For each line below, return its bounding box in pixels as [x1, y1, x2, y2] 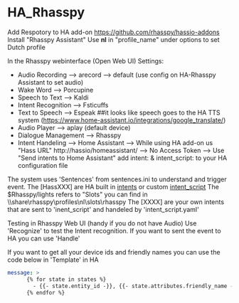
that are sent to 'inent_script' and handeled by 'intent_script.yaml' [7, 205, 199, 213]
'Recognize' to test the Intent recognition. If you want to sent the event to [7, 226, 222, 235]
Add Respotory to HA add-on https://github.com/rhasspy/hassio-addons [7, 28, 221, 36]
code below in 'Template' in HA [7, 255, 99, 264]
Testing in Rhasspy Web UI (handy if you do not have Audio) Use [7, 218, 197, 228]
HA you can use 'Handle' [7, 234, 80, 243]
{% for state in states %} [26, 275, 107, 283]
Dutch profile [7, 43, 46, 51]
